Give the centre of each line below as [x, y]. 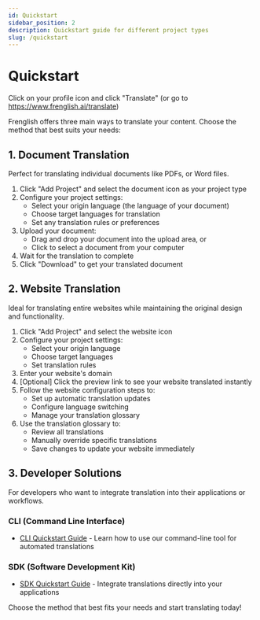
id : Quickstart [33, 15]
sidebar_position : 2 [42, 23]
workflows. [26, 500]
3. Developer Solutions [65, 473]
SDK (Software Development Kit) [72, 566]
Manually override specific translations [94, 440]
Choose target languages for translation [96, 214]
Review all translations [68, 432]
